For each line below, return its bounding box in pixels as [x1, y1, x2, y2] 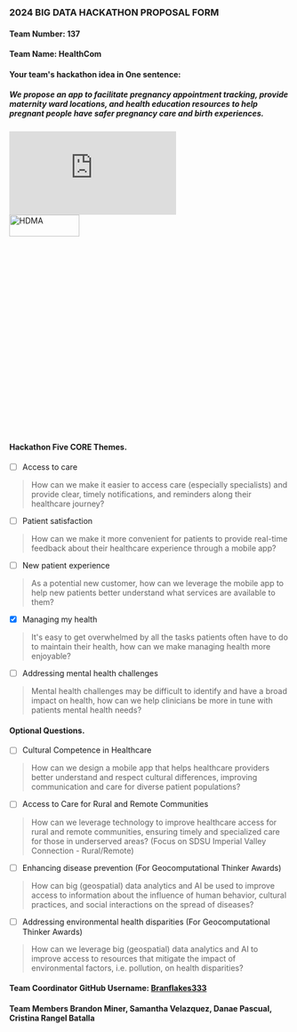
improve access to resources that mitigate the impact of [30, 953, 237, 963]
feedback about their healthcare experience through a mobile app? [30, 543, 277, 553]
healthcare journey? [30, 498, 105, 509]
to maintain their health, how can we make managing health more [30, 641, 271, 652]
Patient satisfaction [21, 515, 93, 526]
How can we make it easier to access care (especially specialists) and [30, 479, 287, 490]
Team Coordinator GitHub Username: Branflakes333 [9, 983, 207, 994]
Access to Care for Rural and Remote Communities [21, 799, 209, 810]
